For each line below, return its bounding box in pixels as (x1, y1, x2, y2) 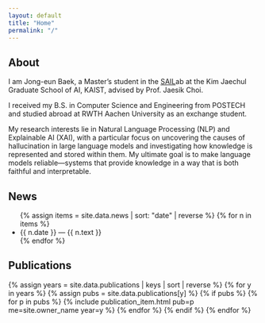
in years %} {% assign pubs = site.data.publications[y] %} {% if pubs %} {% (8, 288, 258, 298)
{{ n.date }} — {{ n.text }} (19, 228, 102, 236)
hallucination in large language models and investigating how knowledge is (8, 141, 253, 151)
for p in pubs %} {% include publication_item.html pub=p (8, 297, 194, 306)
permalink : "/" (8, 26, 59, 34)
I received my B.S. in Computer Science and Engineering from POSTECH (8, 101, 246, 110)
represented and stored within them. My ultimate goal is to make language (8, 150, 252, 160)
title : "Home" (8, 19, 56, 27)
